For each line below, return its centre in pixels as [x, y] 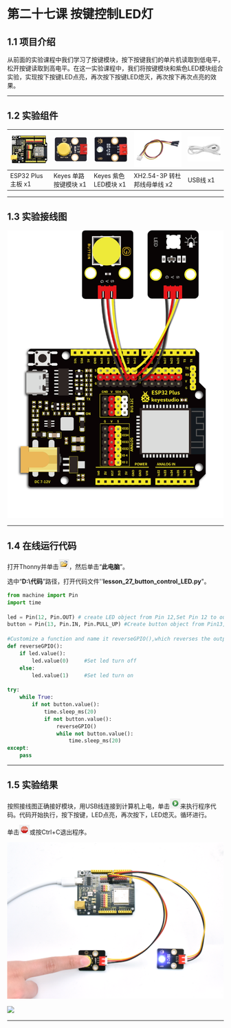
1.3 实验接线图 [37, 217]
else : [27, 668]
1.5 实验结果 [33, 785]
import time [24, 602]
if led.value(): [43, 653]
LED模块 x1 [110, 184]
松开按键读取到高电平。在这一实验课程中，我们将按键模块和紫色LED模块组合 [115, 68]
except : [18, 748]
